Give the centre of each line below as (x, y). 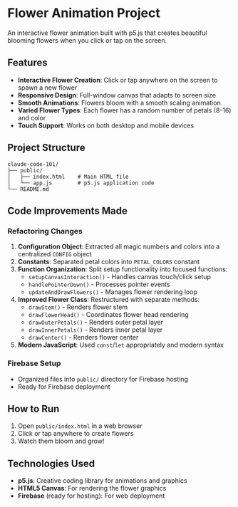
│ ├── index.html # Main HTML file (68, 177)
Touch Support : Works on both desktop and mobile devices (106, 125)
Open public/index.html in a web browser (80, 426)
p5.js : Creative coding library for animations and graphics (102, 481)
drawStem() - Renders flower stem (78, 307)
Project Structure (46, 148)
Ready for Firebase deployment (64, 387)
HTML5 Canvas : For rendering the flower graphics (92, 488)
